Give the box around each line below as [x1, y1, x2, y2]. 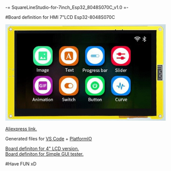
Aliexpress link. [5, 126, 37, 132]
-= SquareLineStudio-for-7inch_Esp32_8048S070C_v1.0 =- [5, 5, 129, 10]
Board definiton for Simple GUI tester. [5, 151, 84, 157]
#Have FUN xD [5, 160, 37, 167]
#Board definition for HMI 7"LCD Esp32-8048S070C [5, 14, 116, 20]
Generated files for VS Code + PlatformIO [5, 135, 93, 141]
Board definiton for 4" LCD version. [5, 145, 79, 152]
